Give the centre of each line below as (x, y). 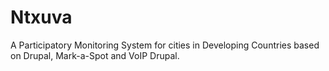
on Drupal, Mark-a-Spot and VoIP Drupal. (95, 55)
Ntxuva (41, 17)
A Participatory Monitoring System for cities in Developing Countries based (165, 45)
